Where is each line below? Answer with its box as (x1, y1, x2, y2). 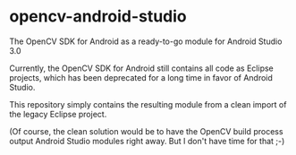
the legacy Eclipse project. (9, 108, 107, 119)
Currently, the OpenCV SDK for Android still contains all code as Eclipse (9, 63, 275, 73)
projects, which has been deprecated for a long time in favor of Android (9, 72, 273, 82)
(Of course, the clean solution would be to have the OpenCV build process (9, 125, 283, 136)
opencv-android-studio (9, 6, 188, 27)
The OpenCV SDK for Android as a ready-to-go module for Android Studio (9, 36, 283, 47)
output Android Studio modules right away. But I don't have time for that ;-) (9, 135, 285, 146)
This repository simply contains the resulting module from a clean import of (9, 99, 287, 109)
